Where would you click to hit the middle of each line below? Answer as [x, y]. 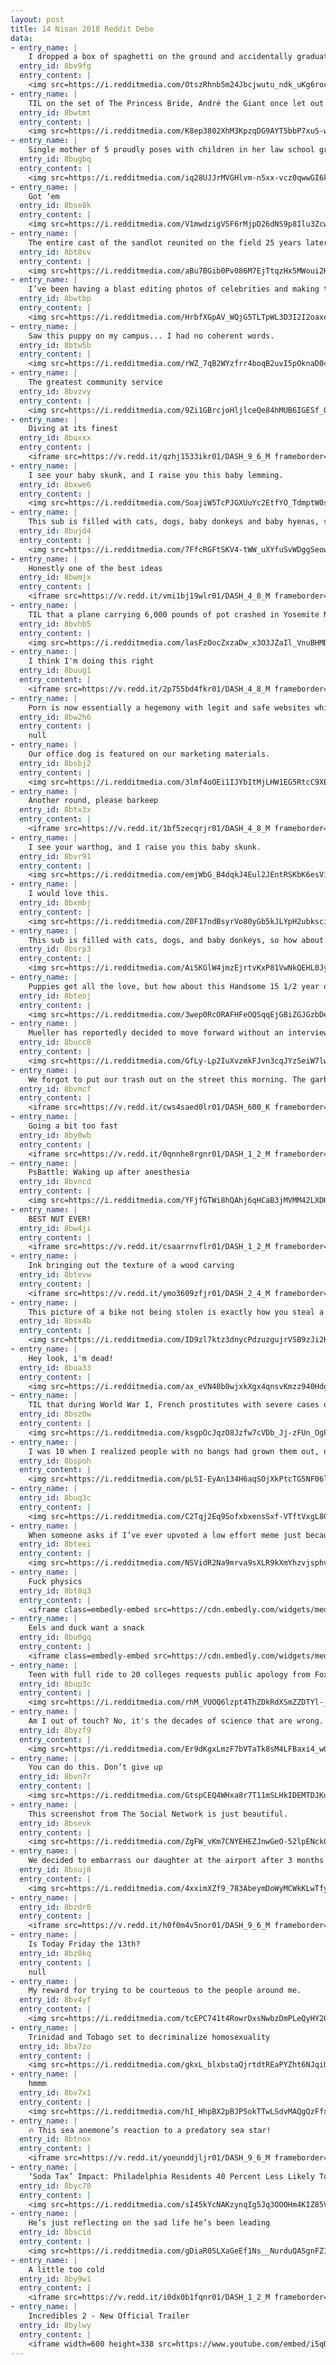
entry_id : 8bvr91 [55, 856]
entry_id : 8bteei [55, 1544]
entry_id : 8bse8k [55, 206]
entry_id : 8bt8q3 [55, 1591]
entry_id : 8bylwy [55, 2325]
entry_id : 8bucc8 [55, 1042]
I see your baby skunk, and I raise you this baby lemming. [156, 475]
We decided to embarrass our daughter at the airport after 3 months [176, 1861]
